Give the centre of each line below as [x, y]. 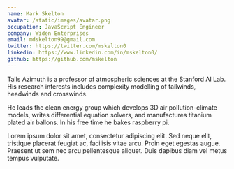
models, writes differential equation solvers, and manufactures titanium [109, 115]
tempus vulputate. [33, 158]
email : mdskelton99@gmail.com [51, 40]
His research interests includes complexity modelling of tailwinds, [102, 86]
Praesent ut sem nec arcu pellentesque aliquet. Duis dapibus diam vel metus [117, 150]
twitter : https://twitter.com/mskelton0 [67, 46]
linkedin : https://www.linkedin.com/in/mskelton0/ [82, 53]
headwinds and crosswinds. [47, 94]
